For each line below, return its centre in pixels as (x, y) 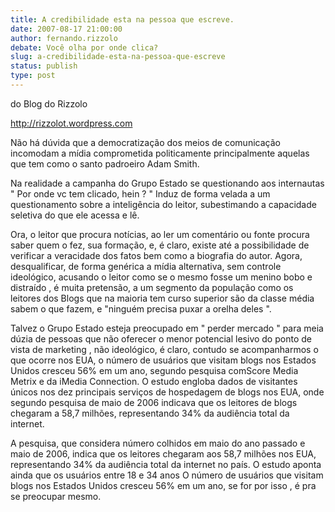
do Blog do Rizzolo (49, 103)
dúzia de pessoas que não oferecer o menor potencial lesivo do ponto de (161, 338)
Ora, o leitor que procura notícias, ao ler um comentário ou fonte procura (160, 234)
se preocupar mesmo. (56, 496)
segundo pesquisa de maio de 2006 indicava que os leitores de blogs (154, 402)
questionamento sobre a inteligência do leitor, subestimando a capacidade (163, 204)
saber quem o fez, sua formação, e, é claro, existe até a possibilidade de (160, 245)
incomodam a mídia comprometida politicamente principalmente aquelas (160, 153)
